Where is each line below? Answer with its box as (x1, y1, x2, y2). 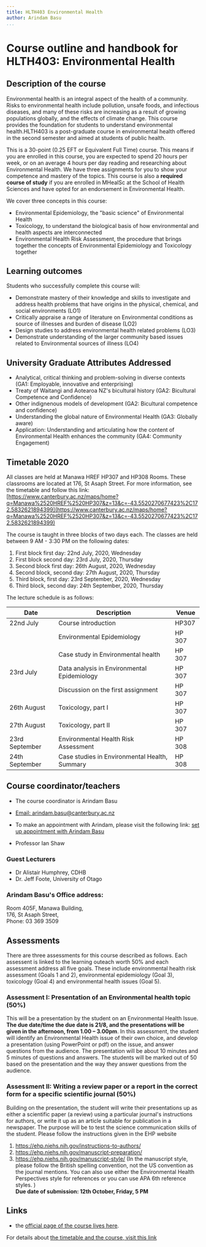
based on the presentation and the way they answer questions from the (6, 1060, 187, 1068)
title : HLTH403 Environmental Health (6, 9, 103, 15)
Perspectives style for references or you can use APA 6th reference (15, 1175, 186, 1182)
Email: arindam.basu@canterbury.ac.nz (15, 809, 115, 816)
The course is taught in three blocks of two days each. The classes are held (6, 531, 198, 538)
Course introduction (58, 619, 116, 627)
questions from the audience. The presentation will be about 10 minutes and (6, 1047, 199, 1055)
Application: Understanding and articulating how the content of (15, 426, 175, 434)
